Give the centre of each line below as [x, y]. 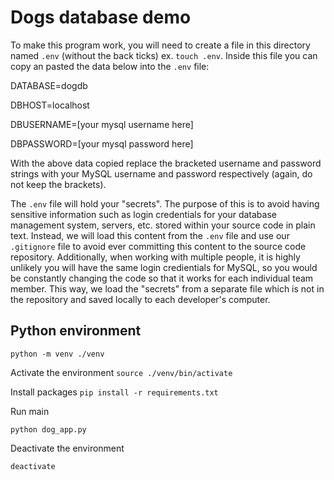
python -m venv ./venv [57, 354]
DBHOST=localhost [50, 105]
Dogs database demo [101, 17]
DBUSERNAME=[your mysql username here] [102, 124]
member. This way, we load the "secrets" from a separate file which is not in [167, 288]
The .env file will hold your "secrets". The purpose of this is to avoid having [165, 203]
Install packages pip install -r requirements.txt [114, 392]
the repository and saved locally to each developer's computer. [140, 299]
